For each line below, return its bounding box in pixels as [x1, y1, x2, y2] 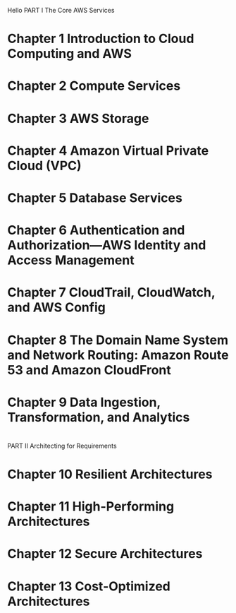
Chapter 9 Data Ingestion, [7, 394, 161, 410]
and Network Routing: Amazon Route [7, 347, 229, 363]
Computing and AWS [7, 46, 132, 62]
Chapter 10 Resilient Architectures [7, 466, 213, 482]
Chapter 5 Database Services [7, 190, 183, 206]
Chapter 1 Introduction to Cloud [7, 31, 194, 47]
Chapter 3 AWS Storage [7, 110, 149, 126]
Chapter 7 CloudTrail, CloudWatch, [7, 285, 216, 301]
